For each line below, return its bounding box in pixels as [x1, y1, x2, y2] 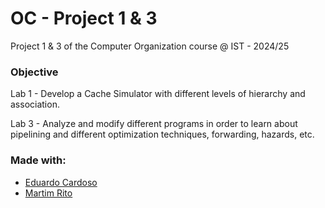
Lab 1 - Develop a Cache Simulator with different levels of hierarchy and [10, 88, 306, 100]
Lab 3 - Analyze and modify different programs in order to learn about [10, 118, 298, 130]
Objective [10, 65, 59, 79]
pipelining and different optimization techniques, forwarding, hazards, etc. [10, 128, 315, 141]
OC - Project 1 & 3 [10, 7, 158, 30]
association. [10, 98, 60, 111]
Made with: [10, 153, 67, 167]
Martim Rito [24, 187, 73, 199]
